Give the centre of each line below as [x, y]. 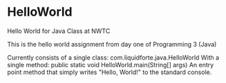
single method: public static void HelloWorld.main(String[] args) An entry [111, 64]
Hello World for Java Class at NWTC [59, 31]
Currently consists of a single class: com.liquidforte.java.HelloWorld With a [113, 57]
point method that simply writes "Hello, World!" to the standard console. [110, 72]
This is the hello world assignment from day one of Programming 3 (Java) [112, 44]
